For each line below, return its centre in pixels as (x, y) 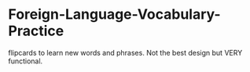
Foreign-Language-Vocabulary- (115, 14)
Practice (36, 31)
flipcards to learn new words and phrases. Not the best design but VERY (125, 52)
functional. (26, 61)
